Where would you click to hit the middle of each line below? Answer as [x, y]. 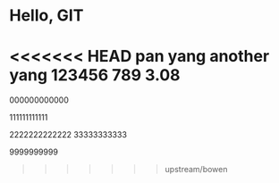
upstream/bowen [196, 170]
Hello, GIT [46, 16]
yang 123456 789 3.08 [95, 75]
